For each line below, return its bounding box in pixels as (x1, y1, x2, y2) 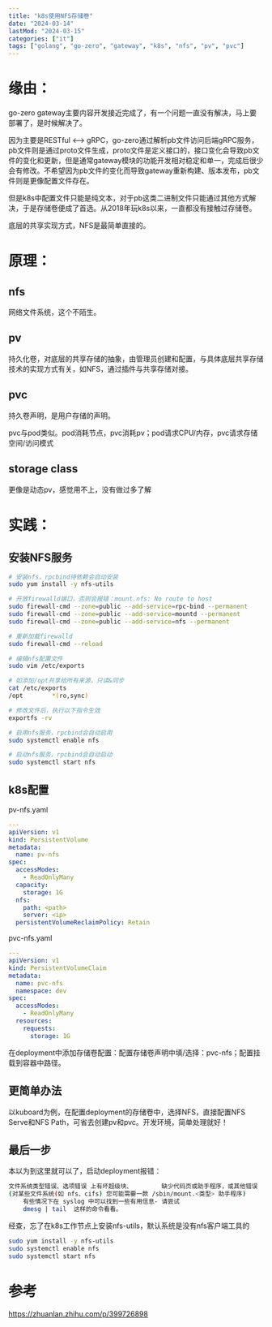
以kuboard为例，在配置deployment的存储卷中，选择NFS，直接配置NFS (8, 1107, 246, 1117)
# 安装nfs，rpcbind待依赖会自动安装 (8, 573, 119, 581)
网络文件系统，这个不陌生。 (8, 308, 101, 317)
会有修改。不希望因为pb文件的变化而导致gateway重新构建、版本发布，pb (8, 166, 253, 175)
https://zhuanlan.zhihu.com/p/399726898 (8, 1309, 148, 1319)
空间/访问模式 (8, 437, 54, 447)
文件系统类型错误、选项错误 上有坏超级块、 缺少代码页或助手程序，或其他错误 (8, 1183, 258, 1191)
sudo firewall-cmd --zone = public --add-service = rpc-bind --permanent (8, 602, 249, 611)
